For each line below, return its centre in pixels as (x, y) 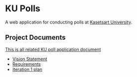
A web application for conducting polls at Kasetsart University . (69, 22)
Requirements (26, 64)
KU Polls (23, 9)
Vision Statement (30, 59)
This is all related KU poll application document (53, 49)
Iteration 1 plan (27, 69)
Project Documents (35, 38)
